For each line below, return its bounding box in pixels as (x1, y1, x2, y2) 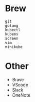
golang (5, 23, 18, 28)
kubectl (5, 27, 21, 32)
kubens (5, 32, 18, 36)
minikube (5, 44, 23, 49)
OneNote (12, 92, 31, 98)
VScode (12, 82, 28, 87)
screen (5, 36, 18, 41)
